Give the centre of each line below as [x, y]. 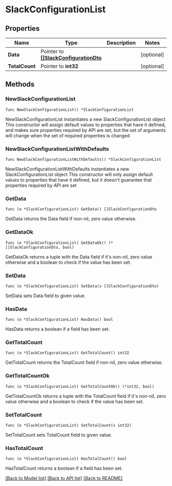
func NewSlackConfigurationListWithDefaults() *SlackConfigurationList [83, 159]
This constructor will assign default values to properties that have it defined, [86, 125]
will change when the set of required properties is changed [68, 135]
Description [121, 43]
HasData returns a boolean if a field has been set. [58, 329]
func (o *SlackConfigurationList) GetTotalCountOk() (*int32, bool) [80, 386]
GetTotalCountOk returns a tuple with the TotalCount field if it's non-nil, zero [86, 396]
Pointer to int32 [59, 66]
